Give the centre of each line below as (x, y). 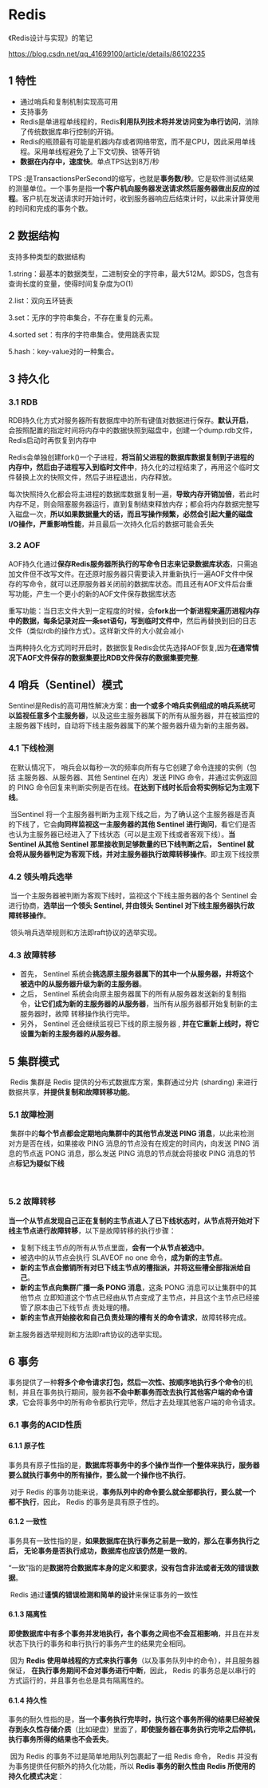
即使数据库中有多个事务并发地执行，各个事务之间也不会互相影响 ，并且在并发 (134, 1634)
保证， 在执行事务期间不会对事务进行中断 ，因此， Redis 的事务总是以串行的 (132, 1670)
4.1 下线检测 (31, 748)
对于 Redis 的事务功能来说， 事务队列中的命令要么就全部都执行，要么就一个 (133, 1492)
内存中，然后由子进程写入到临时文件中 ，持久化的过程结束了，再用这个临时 (130, 468)
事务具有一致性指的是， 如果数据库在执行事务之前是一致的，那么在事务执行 (130, 1541)
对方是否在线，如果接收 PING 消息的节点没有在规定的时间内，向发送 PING (130, 1143)
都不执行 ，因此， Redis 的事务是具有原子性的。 (86, 1502)
